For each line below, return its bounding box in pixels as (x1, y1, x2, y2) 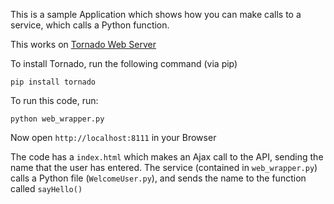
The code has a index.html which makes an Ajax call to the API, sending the (10, 151, 324, 163)
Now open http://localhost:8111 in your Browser (10, 132, 217, 143)
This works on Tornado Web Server (10, 39, 157, 50)
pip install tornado (10, 77, 97, 87)
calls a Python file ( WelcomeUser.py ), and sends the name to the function (10, 172, 307, 184)
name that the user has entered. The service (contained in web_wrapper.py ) (10, 162, 318, 173)
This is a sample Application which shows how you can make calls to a (10, 9, 302, 20)
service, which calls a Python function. (10, 19, 170, 31)
